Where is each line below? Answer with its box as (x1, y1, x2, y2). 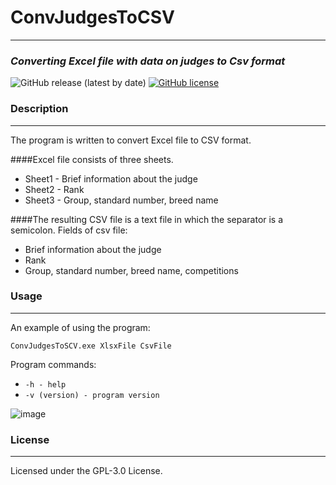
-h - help (24, 379, 67, 390)
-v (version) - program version (24, 390, 160, 400)
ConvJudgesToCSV (10, 6, 175, 29)
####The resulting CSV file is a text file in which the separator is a (10, 213, 284, 225)
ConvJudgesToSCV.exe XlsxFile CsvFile (10, 341, 172, 351)
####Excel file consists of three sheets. (10, 153, 174, 165)
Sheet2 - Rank (24, 183, 85, 195)
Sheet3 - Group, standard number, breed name (24, 194, 219, 206)
